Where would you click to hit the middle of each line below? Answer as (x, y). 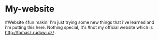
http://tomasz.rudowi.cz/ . (31, 32)
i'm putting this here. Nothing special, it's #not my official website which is (79, 27)
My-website (30, 9)
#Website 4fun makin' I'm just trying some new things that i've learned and (80, 22)
